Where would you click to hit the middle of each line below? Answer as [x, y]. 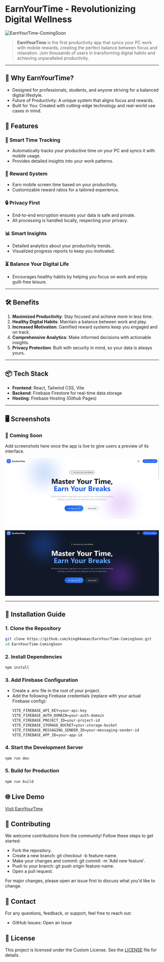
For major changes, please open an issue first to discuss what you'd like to [80, 881]
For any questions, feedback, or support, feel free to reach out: [68, 913]
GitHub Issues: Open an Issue [42, 923]
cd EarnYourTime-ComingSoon [34, 644]
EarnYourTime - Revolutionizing [70, 9]
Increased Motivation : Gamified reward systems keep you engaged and [85, 327]
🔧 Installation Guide [35, 614]
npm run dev [17, 758]
